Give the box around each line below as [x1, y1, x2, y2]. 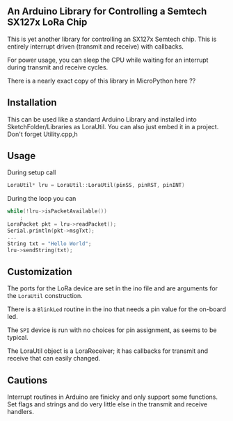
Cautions [7, 374, 47, 386]
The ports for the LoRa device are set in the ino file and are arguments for [7, 284, 218, 292]
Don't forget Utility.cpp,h [7, 130, 78, 138]
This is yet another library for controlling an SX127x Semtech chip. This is [7, 35, 217, 43]
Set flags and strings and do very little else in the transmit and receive [7, 400, 207, 408]
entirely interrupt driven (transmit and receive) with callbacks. [7, 42, 184, 51]
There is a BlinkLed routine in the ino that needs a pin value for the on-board [7, 305, 227, 313]
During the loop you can [7, 195, 77, 203]
